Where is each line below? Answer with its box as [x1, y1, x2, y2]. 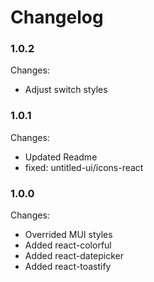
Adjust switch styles [24, 84, 108, 96]
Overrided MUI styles [24, 229, 113, 241]
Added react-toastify [24, 261, 112, 273]
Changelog [10, 6, 104, 29]
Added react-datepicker [24, 250, 125, 262]
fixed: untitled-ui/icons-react [24, 161, 144, 173]
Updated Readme [24, 151, 98, 163]
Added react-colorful [24, 239, 112, 251]
